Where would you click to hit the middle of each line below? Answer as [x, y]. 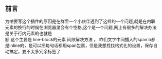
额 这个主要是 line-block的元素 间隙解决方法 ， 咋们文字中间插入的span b [78, 39]
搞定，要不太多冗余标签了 [35, 51]
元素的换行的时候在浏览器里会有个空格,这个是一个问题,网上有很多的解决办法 [81, 27]
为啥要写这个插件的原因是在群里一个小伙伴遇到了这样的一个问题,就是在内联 [80, 21]
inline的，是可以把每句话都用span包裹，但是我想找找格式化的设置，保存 [81, 45]
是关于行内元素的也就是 [28, 33]
